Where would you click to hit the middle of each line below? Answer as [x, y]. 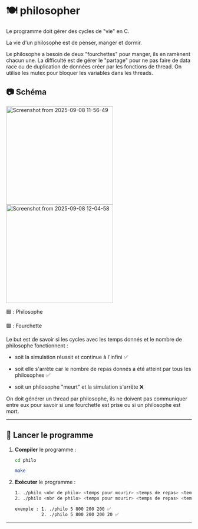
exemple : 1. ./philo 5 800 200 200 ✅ [63, 509]
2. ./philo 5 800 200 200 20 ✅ [80, 514]
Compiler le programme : [45, 449]
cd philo [25, 460]
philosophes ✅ [32, 375]
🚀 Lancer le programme [50, 436]
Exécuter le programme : [45, 482]
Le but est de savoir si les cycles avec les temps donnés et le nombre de [94, 339]
